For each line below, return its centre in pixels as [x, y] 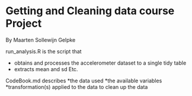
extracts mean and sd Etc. [46, 69]
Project [24, 23]
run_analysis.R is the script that [44, 51]
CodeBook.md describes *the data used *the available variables [84, 81]
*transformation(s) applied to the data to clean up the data [77, 87]
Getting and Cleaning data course [90, 11]
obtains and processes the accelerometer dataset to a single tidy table [100, 63]
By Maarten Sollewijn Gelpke [41, 40]
